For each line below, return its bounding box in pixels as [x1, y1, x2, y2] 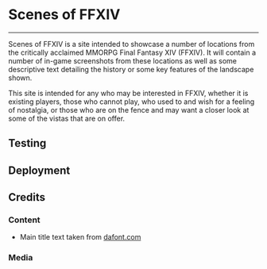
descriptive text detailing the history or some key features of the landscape [8, 64, 254, 74]
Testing [8, 136, 47, 150]
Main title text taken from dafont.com [19, 232, 141, 242]
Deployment [8, 163, 71, 177]
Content [8, 214, 41, 225]
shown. [8, 73, 33, 83]
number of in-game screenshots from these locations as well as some [8, 56, 237, 65]
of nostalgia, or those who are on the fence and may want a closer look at [8, 105, 250, 114]
